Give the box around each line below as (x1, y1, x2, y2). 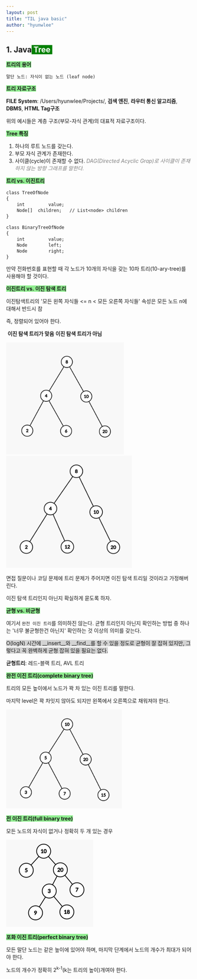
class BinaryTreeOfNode (6, 225, 65, 230)
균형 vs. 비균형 (6, 607, 40, 614)
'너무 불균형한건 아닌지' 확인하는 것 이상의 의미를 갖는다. (12, 627, 142, 635)
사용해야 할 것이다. (6, 272, 49, 280)
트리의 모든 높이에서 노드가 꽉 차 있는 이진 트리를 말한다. (6, 685, 135, 692)
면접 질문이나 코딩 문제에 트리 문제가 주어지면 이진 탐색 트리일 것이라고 (6, 575, 168, 582)
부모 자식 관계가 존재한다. (14, 150, 74, 157)
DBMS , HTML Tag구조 (6, 105, 60, 112)
